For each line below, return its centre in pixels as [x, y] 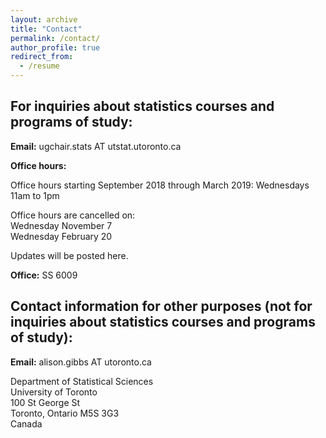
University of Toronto [54, 392]
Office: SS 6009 [44, 275]
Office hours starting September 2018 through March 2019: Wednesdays [160, 185]
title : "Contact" [46, 29]
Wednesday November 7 [61, 225]
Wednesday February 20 [61, 236]
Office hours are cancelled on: [73, 215]
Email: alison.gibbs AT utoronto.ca [81, 362]
